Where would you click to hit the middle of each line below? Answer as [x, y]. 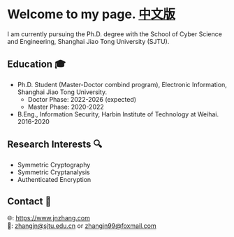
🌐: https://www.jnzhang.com [49, 218]
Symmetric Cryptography [54, 165]
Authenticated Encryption [54, 179]
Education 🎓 [37, 64]
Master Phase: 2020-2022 [66, 107]
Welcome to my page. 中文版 [92, 14]
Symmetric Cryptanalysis [53, 172]
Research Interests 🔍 [55, 145]
